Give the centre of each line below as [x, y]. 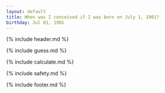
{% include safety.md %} [37, 74]
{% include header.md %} [37, 39]
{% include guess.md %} [36, 51]
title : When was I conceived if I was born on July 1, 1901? [83, 17]
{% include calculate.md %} [40, 62]
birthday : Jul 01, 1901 [35, 22]
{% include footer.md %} [36, 85]
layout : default [26, 11]
